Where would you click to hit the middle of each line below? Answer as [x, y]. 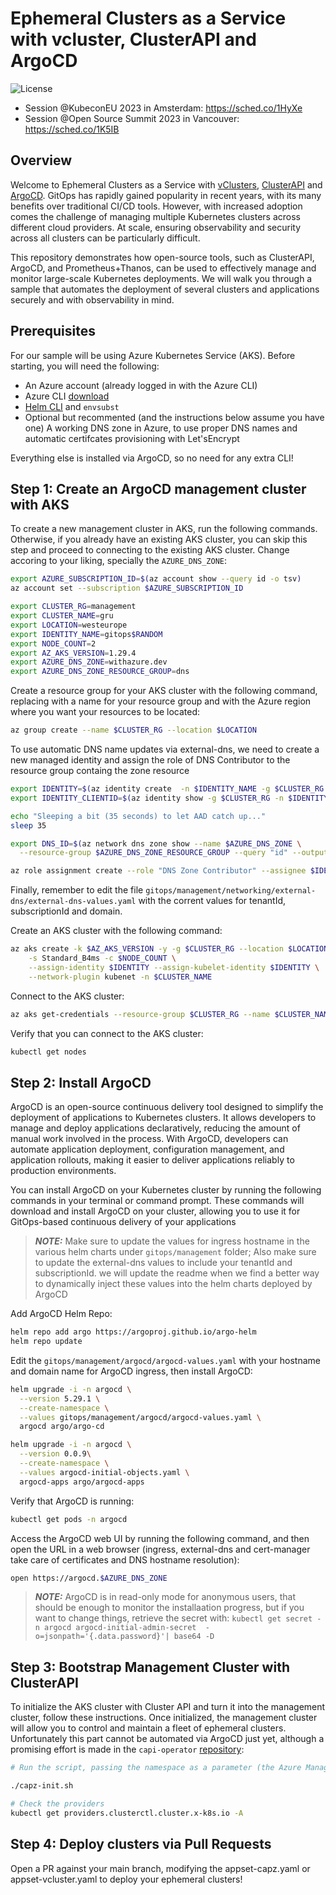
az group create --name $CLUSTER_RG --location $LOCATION [133, 730]
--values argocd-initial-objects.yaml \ [104, 1472]
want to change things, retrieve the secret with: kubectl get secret [173, 1618]
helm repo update [46, 1342]
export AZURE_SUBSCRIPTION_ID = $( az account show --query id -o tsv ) [156, 579]
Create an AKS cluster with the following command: [116, 931]
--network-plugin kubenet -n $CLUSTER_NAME [120, 977]
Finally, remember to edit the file [77, 890]
